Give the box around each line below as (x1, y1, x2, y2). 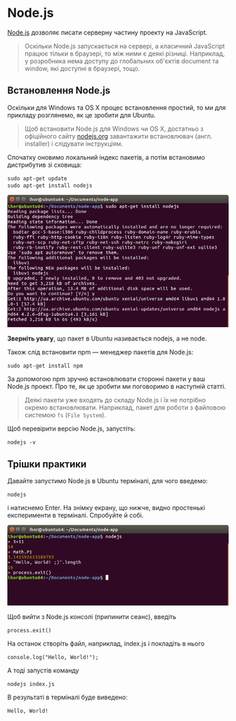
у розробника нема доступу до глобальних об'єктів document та (24, 56, 219, 65)
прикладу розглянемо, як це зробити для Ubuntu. (7, 110, 156, 119)
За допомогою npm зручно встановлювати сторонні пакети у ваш (7, 375, 206, 383)
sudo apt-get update (7, 174, 68, 182)
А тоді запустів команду (7, 666, 79, 675)
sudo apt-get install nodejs (7, 181, 93, 189)
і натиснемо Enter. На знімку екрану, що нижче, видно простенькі (7, 504, 206, 512)
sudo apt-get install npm (7, 362, 83, 370)
